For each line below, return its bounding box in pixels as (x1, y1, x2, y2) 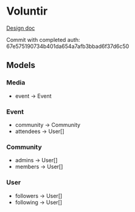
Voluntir (6, 4, 48, 18)
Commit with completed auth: (6, 36, 80, 43)
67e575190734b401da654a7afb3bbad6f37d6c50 (6, 43, 130, 50)
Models (6, 60, 35, 70)
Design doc (6, 24, 35, 32)
